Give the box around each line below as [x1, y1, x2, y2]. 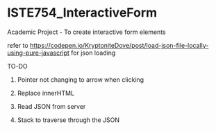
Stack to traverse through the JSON [17, 116, 120, 124]
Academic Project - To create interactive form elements [7, 28, 166, 36]
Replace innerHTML [17, 89, 75, 97]
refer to [7, 41, 29, 49]
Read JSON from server [17, 102, 86, 110]
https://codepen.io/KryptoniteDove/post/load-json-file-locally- [30, 41, 209, 49]
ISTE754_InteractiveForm [7, 5, 158, 21]
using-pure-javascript [7, 49, 69, 57]
